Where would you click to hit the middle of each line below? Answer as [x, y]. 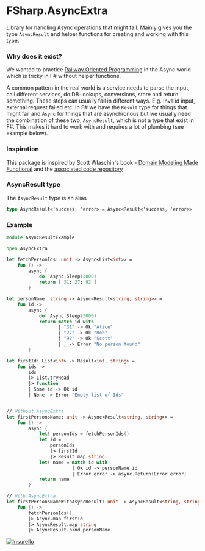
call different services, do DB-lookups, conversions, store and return [92, 95]
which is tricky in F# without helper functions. [64, 76]
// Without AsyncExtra [35, 411]
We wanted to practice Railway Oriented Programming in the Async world [99, 70]
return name [54, 480]
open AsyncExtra [27, 248]
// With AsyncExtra [31, 496]
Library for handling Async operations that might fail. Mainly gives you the [99, 27]
